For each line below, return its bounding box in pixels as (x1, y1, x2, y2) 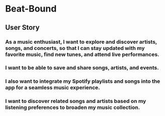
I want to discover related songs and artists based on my (5, 98, 146, 105)
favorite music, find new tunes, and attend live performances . (5, 51, 159, 58)
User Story (5, 23, 40, 32)
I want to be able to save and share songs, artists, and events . (5, 64, 159, 71)
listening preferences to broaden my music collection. (5, 104, 140, 111)
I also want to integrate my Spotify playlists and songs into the (5, 78, 160, 85)
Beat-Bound (5, 3, 57, 15)
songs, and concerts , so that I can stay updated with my (5, 44, 145, 51)
